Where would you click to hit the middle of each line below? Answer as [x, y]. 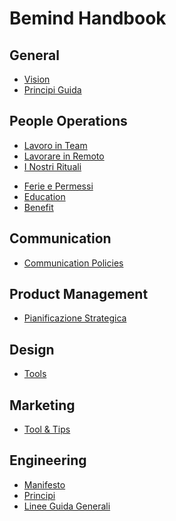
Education [44, 196]
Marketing [42, 405]
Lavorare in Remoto [64, 156]
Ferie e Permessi [58, 186]
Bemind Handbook [88, 18]
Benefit [38, 207]
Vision [37, 79]
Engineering [48, 460]
